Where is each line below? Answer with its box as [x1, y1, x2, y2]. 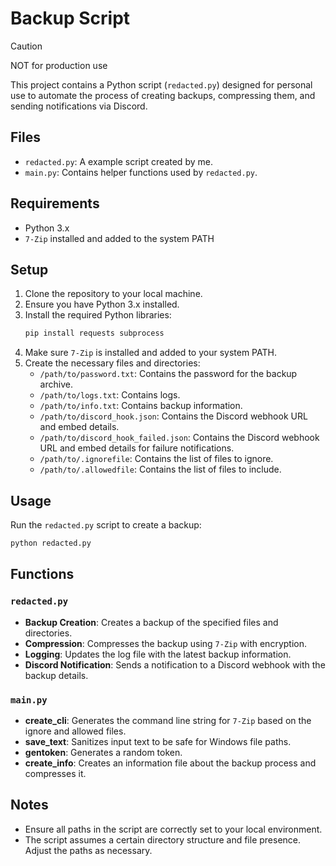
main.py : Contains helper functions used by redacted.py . [24, 166, 258, 178]
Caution [10, 40, 43, 52]
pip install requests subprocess [24, 328, 165, 339]
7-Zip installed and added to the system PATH [24, 232, 215, 244]
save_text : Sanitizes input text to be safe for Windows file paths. [24, 735, 292, 747]
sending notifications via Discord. [10, 100, 148, 112]
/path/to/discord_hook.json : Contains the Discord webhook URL [39, 410, 308, 422]
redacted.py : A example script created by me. [24, 155, 213, 167]
